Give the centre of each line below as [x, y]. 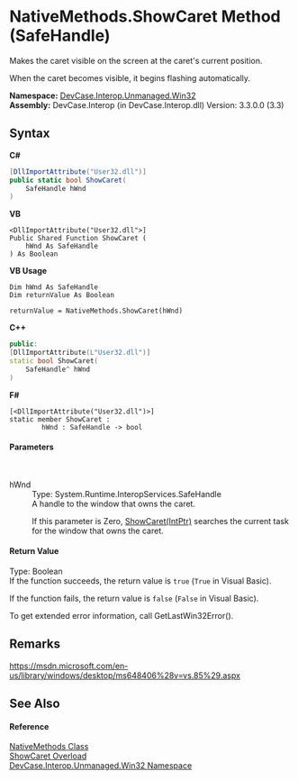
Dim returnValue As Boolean [62, 295]
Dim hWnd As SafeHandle [54, 287]
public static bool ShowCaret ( [68, 180]
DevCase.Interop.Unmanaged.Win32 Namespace [101, 766]
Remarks [35, 644]
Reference [29, 726]
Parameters [32, 447]
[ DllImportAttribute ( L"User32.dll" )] [80, 353]
